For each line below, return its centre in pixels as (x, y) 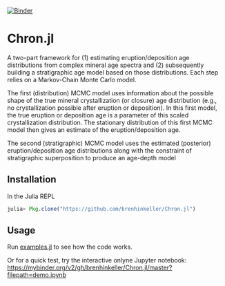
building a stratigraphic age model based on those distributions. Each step (113, 72)
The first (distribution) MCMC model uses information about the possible (110, 93)
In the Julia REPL (31, 196)
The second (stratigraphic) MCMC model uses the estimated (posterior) (109, 143)
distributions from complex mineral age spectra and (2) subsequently (106, 65)
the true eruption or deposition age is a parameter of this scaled (98, 115)
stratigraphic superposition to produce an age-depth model (91, 158)
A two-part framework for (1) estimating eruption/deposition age (98, 57)
